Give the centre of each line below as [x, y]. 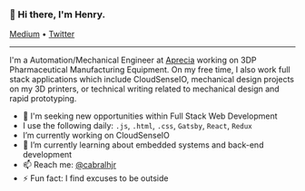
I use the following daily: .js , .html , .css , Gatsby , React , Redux [137, 126]
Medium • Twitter [42, 34]
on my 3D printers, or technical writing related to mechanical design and [144, 89]
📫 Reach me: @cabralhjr [69, 165]
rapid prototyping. [43, 99]
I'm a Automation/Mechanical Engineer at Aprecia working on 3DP [133, 60]
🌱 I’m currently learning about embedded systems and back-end [143, 145]
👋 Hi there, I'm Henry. [58, 14]
